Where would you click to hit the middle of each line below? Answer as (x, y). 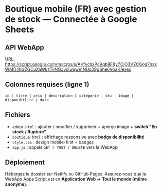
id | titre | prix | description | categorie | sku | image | (69, 96)
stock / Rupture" (29, 131)
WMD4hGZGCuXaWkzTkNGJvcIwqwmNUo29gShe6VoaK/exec (68, 69)
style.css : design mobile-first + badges (53, 142)
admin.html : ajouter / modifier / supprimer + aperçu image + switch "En (84, 127)
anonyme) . (16, 184)
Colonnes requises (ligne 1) (47, 85)
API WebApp (25, 47)
